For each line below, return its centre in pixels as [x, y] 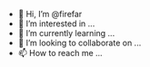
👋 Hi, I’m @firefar [50, 14]
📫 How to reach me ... [60, 53]
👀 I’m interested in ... [56, 24]
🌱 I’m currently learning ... [66, 33]
